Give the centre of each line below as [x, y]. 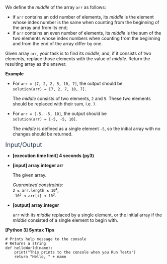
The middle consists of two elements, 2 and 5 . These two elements [81, 98]
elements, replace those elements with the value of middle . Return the [78, 59]
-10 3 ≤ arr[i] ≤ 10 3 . [34, 195]
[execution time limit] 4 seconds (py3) [53, 156]
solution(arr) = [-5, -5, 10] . [45, 119]
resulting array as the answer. [36, 64]
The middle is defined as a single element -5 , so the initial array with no [87, 128]
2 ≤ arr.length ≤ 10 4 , [35, 190]
